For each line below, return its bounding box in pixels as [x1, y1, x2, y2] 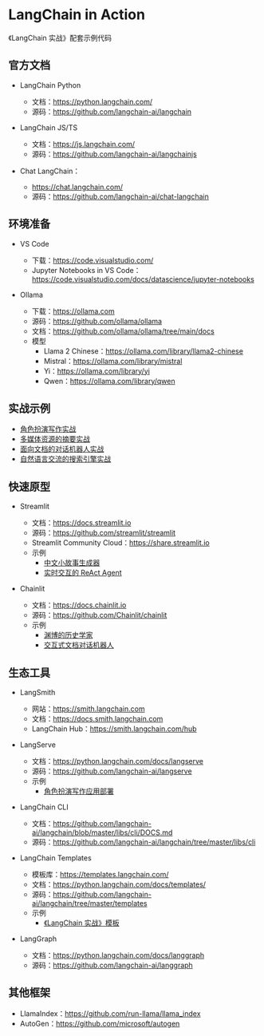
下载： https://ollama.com [31, 306, 115, 316]
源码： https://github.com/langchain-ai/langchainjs [31, 149, 197, 159]
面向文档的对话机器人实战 [19, 445, 104, 454]
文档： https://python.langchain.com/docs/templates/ [31, 880, 206, 889]
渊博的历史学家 [43, 631, 93, 640]
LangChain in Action [8, 6, 146, 24]
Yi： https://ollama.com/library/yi [43, 366, 150, 376]
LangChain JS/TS [19, 122, 78, 132]
